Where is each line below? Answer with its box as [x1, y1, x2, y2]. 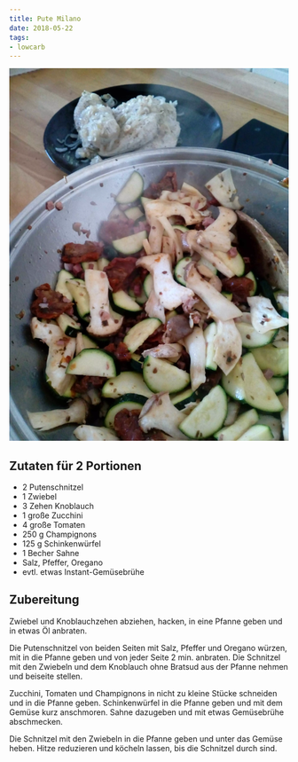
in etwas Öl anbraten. [9, 625, 87, 636]
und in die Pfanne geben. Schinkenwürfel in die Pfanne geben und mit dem [9, 697, 284, 708]
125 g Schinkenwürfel [21, 538, 102, 549]
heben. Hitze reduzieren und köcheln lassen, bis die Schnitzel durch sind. [9, 742, 278, 753]
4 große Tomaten [21, 520, 86, 530]
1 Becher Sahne [21, 548, 80, 559]
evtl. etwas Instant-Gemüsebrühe [21, 567, 145, 577]
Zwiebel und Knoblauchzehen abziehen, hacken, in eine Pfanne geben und [9, 616, 283, 626]
